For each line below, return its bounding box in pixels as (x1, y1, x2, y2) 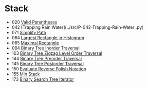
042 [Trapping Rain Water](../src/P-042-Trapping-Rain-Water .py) (11, 24, 144, 30)
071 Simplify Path (11, 29, 47, 35)
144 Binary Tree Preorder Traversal (11, 55, 82, 61)
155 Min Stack (11, 71, 40, 77)
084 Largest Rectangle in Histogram (11, 35, 85, 41)
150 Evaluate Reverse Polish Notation (11, 65, 86, 71)
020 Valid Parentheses (11, 19, 57, 25)
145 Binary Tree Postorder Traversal (11, 61, 84, 66)
